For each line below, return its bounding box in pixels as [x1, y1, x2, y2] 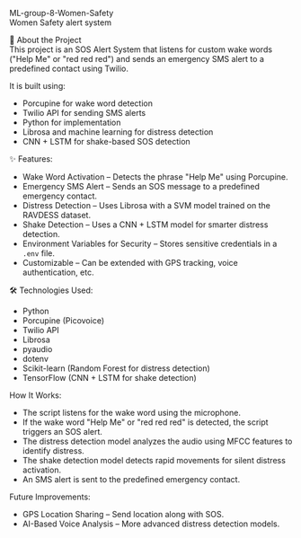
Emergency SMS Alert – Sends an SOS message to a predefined [22, 181, 261, 191]
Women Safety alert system [9, 17, 112, 28]
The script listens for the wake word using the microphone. [22, 408, 241, 418]
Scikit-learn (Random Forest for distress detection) [22, 363, 211, 374]
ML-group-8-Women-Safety [9, 8, 114, 18]
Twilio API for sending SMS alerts [22, 108, 146, 118]
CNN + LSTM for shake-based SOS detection [22, 137, 190, 146]
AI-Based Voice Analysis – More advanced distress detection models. [22, 518, 280, 529]
